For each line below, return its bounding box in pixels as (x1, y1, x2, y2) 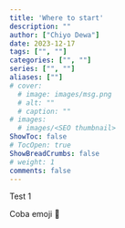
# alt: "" (17, 98, 55, 108)
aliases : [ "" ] (9, 73, 64, 82)
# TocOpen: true (9, 140, 71, 150)
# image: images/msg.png (17, 89, 112, 98)
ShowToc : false (9, 132, 68, 141)
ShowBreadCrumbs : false (9, 149, 100, 158)
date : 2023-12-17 (9, 38, 76, 48)
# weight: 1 (9, 157, 55, 167)
